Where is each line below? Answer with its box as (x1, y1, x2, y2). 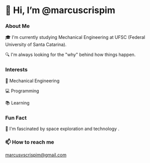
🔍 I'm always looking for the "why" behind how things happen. (5, 51, 136, 58)
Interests (5, 66, 28, 73)
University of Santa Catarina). (5, 41, 67, 47)
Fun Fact (5, 114, 27, 121)
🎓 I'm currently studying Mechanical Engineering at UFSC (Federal (5, 34, 145, 40)
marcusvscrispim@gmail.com (5, 152, 67, 158)
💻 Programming (5, 88, 39, 94)
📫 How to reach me (5, 139, 54, 145)
